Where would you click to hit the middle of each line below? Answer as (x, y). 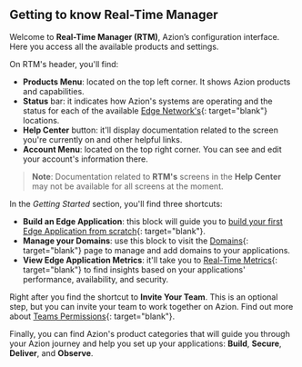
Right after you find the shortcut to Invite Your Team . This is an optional (144, 297)
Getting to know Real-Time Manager (114, 15)
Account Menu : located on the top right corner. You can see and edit (152, 149)
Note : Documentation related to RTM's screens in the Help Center (156, 176)
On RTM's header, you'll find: (64, 64)
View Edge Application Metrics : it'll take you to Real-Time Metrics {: (150, 260)
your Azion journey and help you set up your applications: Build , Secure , (146, 343)
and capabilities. (53, 91)
